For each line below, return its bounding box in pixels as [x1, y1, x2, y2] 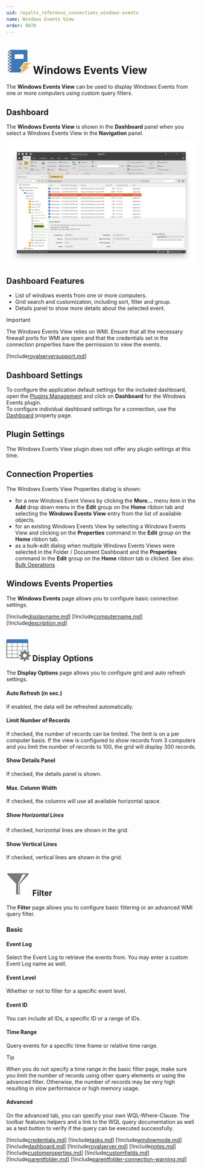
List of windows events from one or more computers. [14, 292, 147, 299]
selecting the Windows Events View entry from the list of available [14, 510, 182, 517]
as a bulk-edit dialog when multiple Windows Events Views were [14, 542, 175, 549]
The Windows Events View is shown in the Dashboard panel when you [6, 123, 184, 130]
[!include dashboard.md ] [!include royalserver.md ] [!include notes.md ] [6, 1143, 177, 1150]
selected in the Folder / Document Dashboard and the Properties [14, 548, 177, 556]
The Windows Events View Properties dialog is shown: [6, 485, 142, 492]
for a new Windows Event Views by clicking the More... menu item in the [14, 497, 196, 504]
